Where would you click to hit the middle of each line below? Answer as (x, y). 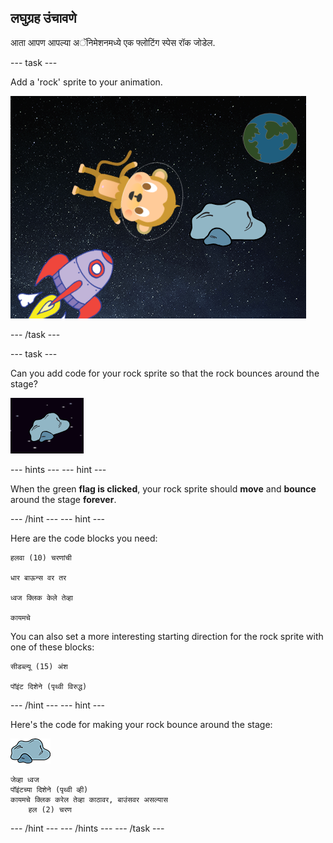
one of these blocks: (52, 647)
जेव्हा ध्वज (25, 779)
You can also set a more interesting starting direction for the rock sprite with (167, 636)
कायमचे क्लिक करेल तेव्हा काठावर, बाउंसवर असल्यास (89, 799)
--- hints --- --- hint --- (58, 469)
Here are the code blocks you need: (84, 538)
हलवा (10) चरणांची (41, 557)
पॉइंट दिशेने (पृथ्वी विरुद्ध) (49, 686)
